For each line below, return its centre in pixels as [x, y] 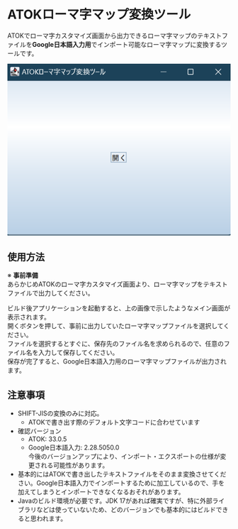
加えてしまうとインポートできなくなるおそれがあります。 [101, 492]
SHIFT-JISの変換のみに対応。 [60, 413]
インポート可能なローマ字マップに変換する [159, 44]
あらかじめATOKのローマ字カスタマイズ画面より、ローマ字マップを [105, 284]
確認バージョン [39, 431]
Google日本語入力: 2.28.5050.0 [74, 447]
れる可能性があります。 [75, 465]
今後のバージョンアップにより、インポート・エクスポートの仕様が [124, 457]
